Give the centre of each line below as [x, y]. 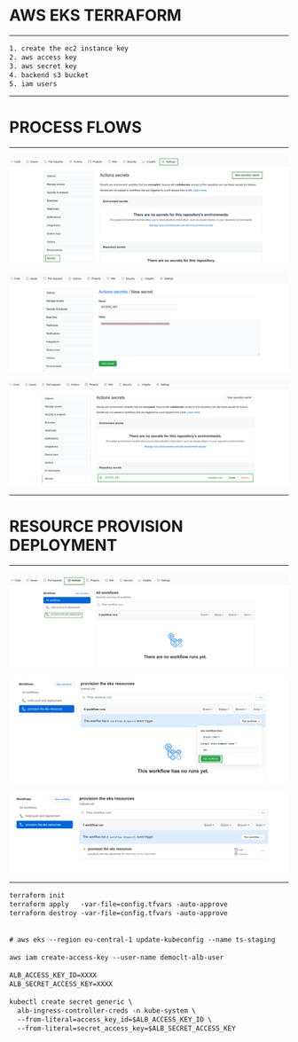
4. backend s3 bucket [49, 75]
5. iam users [33, 84]
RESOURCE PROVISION [96, 526]
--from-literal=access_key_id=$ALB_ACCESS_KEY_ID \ [115, 1019]
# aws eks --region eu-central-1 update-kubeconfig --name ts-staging [142, 940]
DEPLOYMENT [63, 545]
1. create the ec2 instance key [69, 48]
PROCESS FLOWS [75, 127]
